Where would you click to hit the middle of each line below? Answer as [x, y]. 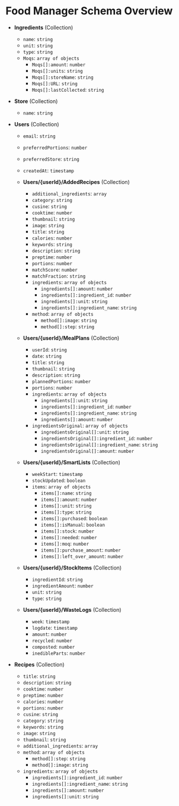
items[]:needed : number [69, 537]
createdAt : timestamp [49, 170]
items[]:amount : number [69, 499]
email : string [39, 136]
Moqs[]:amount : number [59, 64]
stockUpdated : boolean [59, 480]
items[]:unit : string [66, 505]
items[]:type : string [66, 512]
